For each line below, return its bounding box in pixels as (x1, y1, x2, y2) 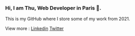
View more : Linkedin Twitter (5, 25, 64, 31)
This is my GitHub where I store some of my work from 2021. (5, 16, 130, 22)
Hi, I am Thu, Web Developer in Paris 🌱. (5, 4, 101, 11)
